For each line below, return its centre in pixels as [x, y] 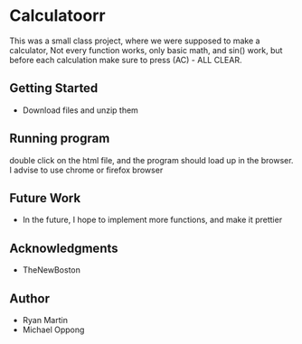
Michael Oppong [53, 330]
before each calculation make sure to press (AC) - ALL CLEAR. [126, 60]
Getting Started [54, 88]
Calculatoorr [57, 16]
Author [29, 298]
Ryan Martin [45, 320]
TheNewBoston [52, 270]
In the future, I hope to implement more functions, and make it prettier [152, 220]
